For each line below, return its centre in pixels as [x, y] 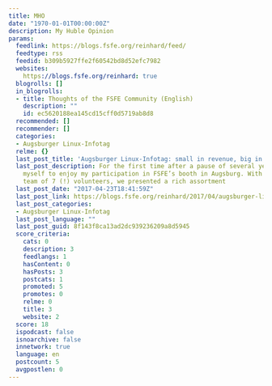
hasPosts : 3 [43, 272]
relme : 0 [38, 302]
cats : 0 [36, 242]
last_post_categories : [54, 204]
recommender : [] [43, 129]
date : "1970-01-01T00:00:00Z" [59, 23]
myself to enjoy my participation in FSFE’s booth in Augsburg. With [143, 174]
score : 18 [32, 324]
